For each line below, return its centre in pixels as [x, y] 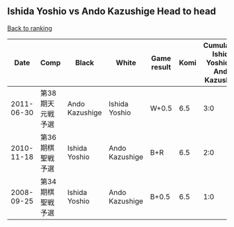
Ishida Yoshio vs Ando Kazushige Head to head [112, 11]
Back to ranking [30, 28]
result [161, 67]
